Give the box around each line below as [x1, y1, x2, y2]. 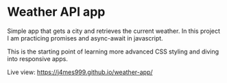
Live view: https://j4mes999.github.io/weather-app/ [7, 68, 153, 76]
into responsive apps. [7, 54, 69, 62]
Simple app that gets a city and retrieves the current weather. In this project [7, 27, 221, 35]
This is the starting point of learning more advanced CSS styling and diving [7, 47, 219, 56]
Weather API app [7, 4, 106, 20]
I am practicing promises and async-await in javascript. [7, 34, 163, 42]
